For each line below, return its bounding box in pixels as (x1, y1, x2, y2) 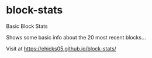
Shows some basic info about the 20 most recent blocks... (6, 34, 146, 41)
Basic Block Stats (6, 23, 48, 30)
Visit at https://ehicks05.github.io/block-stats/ (6, 45, 117, 52)
